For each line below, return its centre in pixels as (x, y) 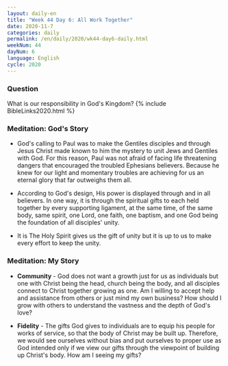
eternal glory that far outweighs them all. (74, 180)
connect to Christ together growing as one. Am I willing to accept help (116, 290)
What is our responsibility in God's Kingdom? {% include (87, 103)
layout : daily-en (32, 13)
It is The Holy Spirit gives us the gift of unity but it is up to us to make (114, 236)
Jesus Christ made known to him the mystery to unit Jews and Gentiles (117, 151)
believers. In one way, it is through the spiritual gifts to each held (108, 201)
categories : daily (33, 33)
